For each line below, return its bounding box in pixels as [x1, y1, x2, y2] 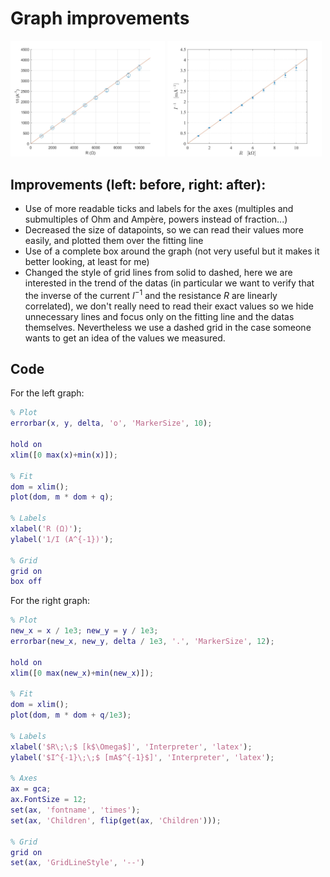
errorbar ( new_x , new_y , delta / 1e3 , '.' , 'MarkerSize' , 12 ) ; [10, 637, 275, 647]
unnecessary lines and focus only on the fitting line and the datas [24, 310, 295, 322]
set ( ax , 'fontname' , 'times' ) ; [10, 805, 141, 816]
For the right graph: [10, 595, 91, 607]
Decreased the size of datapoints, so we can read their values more [24, 223, 304, 236]
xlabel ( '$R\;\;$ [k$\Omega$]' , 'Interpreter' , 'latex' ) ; [10, 742, 253, 752]
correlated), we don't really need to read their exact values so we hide [24, 300, 314, 312]
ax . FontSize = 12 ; [10, 795, 87, 805]
